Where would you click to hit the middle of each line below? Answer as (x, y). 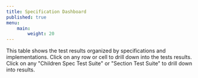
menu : (13, 23)
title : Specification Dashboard (46, 12)
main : (24, 28)
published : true (26, 17)
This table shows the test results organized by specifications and (86, 51)
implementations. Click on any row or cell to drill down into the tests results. (99, 57)
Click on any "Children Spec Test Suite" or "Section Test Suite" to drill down (99, 64)
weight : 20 (41, 34)
